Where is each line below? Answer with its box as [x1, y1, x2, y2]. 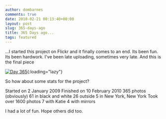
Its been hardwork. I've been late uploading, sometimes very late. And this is [5, 54, 161, 59]
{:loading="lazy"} [27, 68, 63, 74]
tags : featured [5, 35, 37, 40]
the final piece [5, 59, 35, 65]
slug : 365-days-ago [5, 26, 46, 31]
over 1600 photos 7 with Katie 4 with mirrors [5, 98, 96, 104]
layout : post [5, 21, 32, 26]
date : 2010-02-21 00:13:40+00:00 [5, 16, 74, 21]
